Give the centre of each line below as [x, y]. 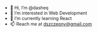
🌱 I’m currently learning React [41, 18]
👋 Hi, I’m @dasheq [29, 8]
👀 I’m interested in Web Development [48, 13]
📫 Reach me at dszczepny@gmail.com [51, 24]
